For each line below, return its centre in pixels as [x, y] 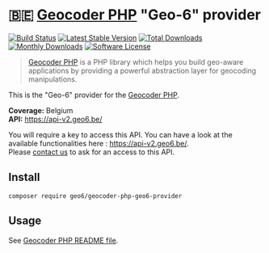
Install [24, 177]
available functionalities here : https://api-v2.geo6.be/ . [99, 143]
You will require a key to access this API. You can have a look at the [120, 134]
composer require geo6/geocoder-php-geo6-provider [95, 196]
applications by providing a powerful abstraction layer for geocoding [142, 70]
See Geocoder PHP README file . [63, 240]
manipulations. [53, 79]
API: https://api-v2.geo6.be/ [55, 119]
